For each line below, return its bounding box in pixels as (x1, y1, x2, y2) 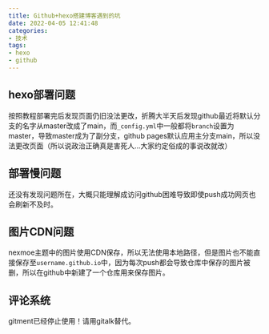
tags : (8, 42, 26, 50)
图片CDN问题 (8, 225, 74, 239)
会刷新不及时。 (8, 199, 58, 209)
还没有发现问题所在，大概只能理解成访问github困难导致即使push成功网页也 (8, 189, 256, 199)
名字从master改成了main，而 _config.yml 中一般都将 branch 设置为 (22, 121, 235, 131)
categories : (8, 26, 48, 34)
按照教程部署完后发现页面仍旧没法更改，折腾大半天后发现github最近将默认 (8, 111, 254, 120)
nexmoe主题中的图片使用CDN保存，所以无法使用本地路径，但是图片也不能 (8, 247, 254, 257)
